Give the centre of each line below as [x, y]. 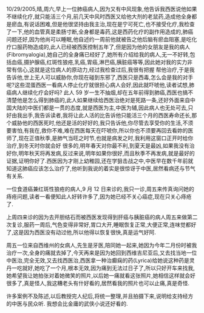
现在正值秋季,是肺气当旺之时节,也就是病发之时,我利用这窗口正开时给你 [106, 138]
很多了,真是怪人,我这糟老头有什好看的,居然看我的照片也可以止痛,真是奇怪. [98, 283]
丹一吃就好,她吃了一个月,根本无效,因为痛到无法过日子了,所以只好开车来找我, [101, 268]
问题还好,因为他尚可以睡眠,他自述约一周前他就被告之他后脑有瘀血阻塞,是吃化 [102, 39]
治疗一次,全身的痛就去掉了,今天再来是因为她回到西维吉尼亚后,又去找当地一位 [102, 253]
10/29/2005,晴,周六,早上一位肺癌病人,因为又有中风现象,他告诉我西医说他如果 [102, 9]
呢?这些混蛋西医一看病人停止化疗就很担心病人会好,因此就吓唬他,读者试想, [98, 85]
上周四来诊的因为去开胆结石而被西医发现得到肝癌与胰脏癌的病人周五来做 [97, 217]
